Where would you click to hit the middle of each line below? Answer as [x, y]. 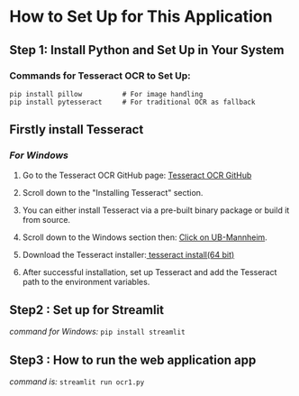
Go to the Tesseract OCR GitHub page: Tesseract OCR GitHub [137, 175]
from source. [46, 219]
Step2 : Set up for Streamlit [87, 310]
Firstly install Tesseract [77, 129]
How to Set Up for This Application [141, 17]
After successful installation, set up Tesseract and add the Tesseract [149, 272]
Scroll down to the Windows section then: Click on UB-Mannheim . [145, 237]
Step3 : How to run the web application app [133, 359]
